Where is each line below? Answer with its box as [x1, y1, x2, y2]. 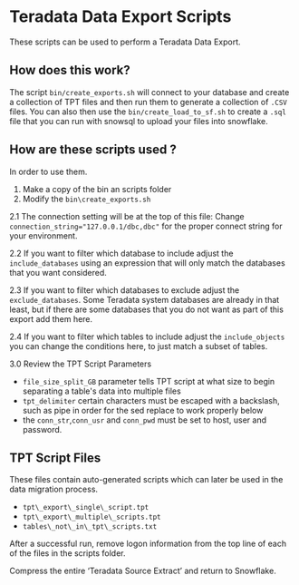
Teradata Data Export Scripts [9, 6, 232, 27]
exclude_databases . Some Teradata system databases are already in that [9, 294, 280, 305]
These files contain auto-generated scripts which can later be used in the [9, 474, 284, 485]
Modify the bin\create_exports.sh [22, 193, 151, 204]
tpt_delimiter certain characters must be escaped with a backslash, [22, 395, 280, 405]
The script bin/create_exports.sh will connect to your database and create [9, 86, 290, 97]
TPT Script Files [9, 450, 101, 465]
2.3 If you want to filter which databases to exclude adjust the [9, 284, 240, 296]
